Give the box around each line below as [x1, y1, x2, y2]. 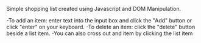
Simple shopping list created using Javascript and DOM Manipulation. [6, 5, 182, 12]
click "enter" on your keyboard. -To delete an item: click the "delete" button [6, 24, 196, 30]
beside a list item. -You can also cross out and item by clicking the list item [6, 30, 193, 37]
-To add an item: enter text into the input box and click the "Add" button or [6, 17, 192, 24]
